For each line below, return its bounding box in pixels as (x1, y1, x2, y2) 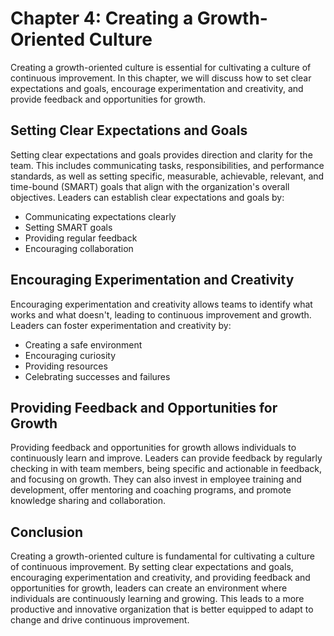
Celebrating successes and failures (24, 370, 171, 382)
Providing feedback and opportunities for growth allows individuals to (10, 442, 297, 454)
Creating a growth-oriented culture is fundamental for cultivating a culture (10, 550, 315, 562)
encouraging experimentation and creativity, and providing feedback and (10, 572, 311, 584)
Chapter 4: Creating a (10, 7, 194, 30)
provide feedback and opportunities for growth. (10, 93, 207, 105)
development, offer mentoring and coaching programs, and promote (10, 484, 292, 496)
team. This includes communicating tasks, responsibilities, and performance (10, 159, 325, 171)
